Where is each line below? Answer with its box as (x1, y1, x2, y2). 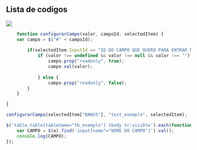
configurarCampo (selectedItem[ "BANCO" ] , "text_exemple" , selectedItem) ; (6, 112, 188, 118)
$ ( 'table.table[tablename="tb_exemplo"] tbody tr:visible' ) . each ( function (6, 123, 193, 128)
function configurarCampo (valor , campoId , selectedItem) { (16, 31, 164, 37)
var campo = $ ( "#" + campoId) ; (16, 36, 93, 43)
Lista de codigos (6, 5, 68, 15)
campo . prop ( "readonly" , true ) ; (47, 58, 125, 64)
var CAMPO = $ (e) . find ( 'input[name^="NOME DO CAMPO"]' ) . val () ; (16, 128, 175, 134)
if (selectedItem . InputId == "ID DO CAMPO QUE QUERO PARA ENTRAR (27, 47, 188, 53)
